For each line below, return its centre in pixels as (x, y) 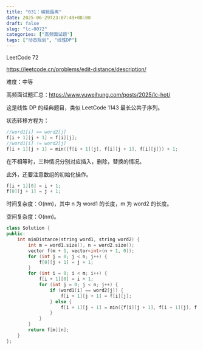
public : (16, 234)
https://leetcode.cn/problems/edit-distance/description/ (77, 69)
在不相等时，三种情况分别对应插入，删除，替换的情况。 (75, 161)
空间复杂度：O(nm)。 (33, 217)
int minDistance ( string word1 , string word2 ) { (78, 239)
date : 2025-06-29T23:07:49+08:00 (49, 18)
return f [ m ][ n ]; (49, 330)
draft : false (23, 23)
